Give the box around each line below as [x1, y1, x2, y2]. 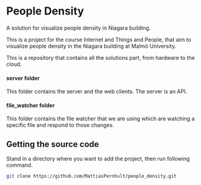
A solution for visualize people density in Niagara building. [6, 24, 151, 31]
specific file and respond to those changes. [6, 122, 115, 129]
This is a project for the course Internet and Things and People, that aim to [6, 36, 191, 43]
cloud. [6, 60, 22, 68]
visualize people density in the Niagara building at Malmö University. [6, 42, 176, 50]
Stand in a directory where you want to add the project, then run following [6, 155, 190, 163]
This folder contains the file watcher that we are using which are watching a [6, 115, 195, 122]
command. [6, 161, 33, 169]
